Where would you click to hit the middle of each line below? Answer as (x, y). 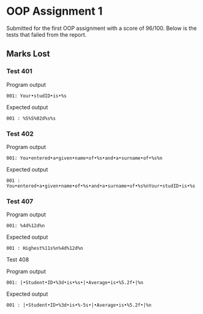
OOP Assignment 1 (54, 11)
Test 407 (20, 201)
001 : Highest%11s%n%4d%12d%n (45, 249)
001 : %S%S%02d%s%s (31, 118)
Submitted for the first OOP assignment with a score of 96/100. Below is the (102, 28)
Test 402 (20, 134)
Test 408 (18, 260)
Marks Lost (28, 54)
